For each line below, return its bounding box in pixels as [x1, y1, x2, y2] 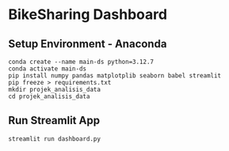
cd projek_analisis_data [8, 92, 90, 100]
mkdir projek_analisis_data [8, 85, 101, 93]
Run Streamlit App [8, 114, 101, 127]
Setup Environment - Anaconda [8, 37, 167, 51]
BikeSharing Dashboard [8, 6, 168, 24]
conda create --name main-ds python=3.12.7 [8, 58, 155, 66]
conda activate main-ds [8, 65, 87, 73]
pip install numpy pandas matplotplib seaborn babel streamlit [8, 72, 222, 80]
